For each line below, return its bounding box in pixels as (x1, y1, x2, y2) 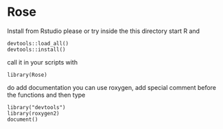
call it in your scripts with (7, 58, 78, 66)
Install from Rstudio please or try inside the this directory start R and (7, 27, 200, 35)
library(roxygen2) (7, 110, 60, 117)
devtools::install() (7, 46, 67, 53)
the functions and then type (7, 91, 86, 99)
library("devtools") (7, 104, 67, 110)
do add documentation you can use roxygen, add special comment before (7, 83, 217, 91)
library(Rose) (7, 71, 48, 78)
